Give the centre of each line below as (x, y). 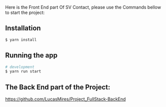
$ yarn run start (23, 71)
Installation (23, 28)
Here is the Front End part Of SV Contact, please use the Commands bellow (83, 7)
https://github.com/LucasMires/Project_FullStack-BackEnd (65, 99)
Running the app (31, 55)
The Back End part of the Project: (58, 87)
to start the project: (25, 12)
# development (20, 67)
